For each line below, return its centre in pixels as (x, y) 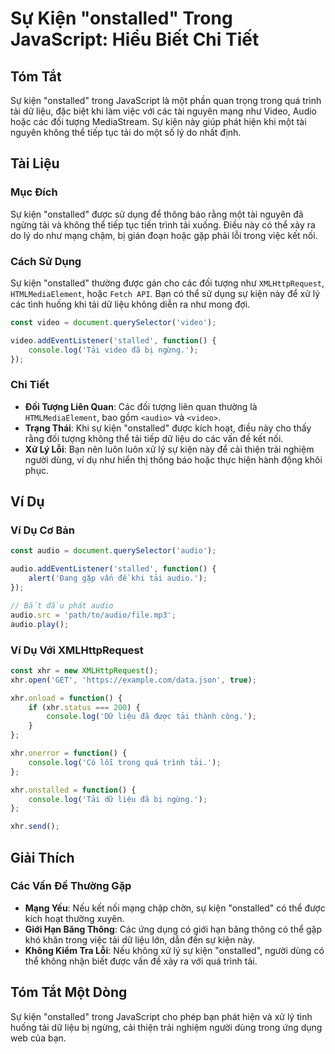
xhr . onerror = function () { (69, 753)
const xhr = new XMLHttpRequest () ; (84, 670)
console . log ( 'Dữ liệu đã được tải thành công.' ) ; (151, 717)
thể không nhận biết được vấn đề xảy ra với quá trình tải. (141, 961)
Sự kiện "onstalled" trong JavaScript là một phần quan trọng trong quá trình (166, 100)
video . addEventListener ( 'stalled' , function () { (113, 340)
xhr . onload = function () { (66, 698)
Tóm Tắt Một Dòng (69, 992)
